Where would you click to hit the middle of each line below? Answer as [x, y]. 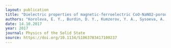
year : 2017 [17, 28]
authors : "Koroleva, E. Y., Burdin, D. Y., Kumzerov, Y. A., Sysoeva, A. [85, 19]
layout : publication [27, 10]
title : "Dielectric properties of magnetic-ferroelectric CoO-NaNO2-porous [87, 14]
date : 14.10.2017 [24, 24]
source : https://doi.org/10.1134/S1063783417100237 [61, 38]
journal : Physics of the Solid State [45, 33]
